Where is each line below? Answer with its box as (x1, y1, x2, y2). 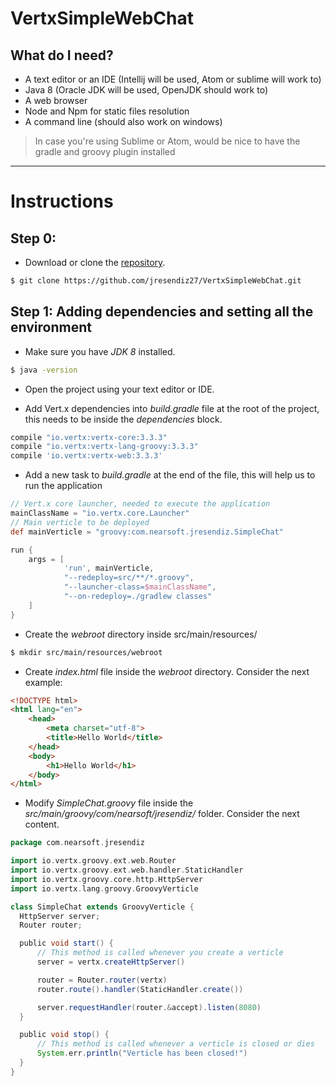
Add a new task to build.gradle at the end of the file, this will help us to (24, 469, 316, 481)
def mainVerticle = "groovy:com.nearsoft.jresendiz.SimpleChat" (10, 527, 284, 537)
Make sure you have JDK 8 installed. (24, 345, 176, 357)
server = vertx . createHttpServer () (36, 957, 186, 967)
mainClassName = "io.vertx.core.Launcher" (10, 508, 190, 519)
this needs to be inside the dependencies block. (24, 413, 223, 425)
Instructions (10, 190, 114, 213)
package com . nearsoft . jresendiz (10, 838, 145, 848)
